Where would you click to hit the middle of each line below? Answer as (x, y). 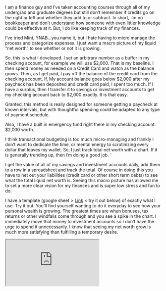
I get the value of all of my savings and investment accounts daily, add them (83, 165)
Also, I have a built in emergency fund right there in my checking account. (81, 124)
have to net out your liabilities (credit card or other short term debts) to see (82, 175)
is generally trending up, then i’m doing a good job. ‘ (58, 155)
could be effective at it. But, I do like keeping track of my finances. (73, 28)
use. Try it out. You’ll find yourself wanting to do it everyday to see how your (83, 206)
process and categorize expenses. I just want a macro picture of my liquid (81, 43)
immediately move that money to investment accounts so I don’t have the (80, 221)
